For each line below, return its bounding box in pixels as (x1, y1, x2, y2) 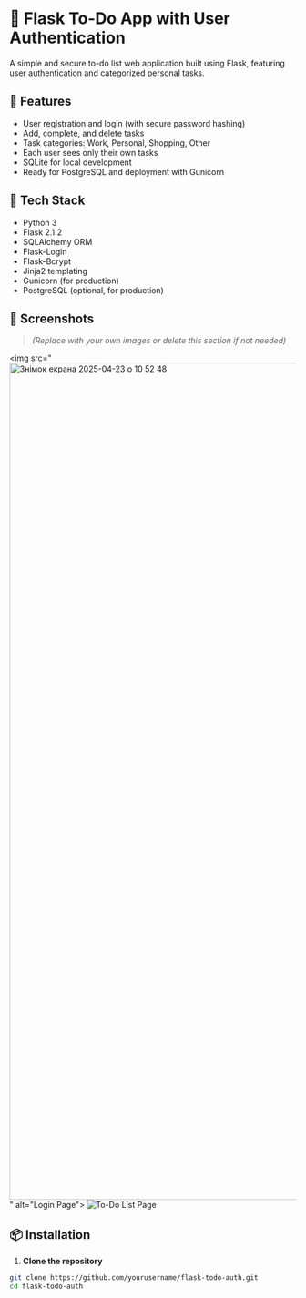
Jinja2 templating (22, 265, 88, 276)
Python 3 (22, 217, 57, 228)
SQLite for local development (22, 157, 132, 168)
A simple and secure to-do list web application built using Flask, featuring (9, 57, 285, 68)
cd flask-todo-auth (9, 1282, 84, 1292)
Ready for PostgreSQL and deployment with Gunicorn (22, 166, 225, 177)
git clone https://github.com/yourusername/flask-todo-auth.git (9, 1273, 259, 1283)
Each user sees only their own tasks (22, 147, 158, 158)
